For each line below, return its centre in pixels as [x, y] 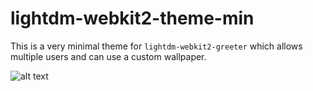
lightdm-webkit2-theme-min [132, 18]
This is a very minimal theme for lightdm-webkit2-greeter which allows [156, 46]
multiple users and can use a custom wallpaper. [108, 56]
